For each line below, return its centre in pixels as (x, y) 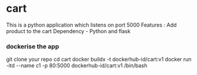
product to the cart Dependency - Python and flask (68, 31)
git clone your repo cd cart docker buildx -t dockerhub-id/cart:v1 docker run (99, 59)
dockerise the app (33, 46)
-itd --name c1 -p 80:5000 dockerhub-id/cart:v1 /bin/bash (77, 66)
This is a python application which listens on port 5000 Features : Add (91, 25)
